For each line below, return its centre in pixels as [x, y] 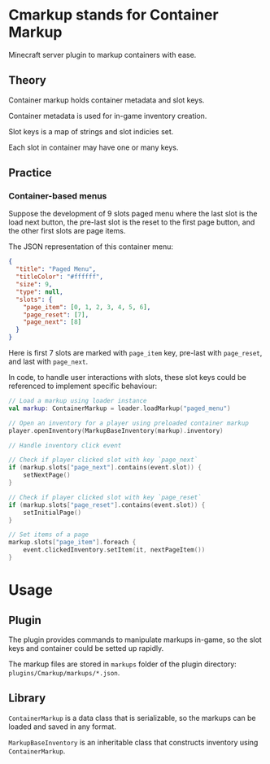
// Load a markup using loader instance [78, 401]
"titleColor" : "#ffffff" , [60, 277]
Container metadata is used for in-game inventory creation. [108, 116]
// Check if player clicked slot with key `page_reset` [105, 497]
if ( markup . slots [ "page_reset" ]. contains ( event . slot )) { [107, 505]
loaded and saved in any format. [62, 727]
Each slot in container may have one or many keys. [94, 147]
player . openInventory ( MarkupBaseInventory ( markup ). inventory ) [116, 430]
